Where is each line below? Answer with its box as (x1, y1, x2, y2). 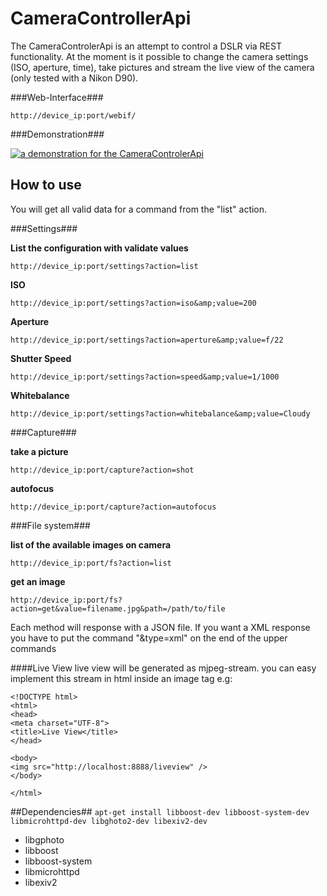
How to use (10, 177, 82, 194)
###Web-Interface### (10, 91, 104, 103)
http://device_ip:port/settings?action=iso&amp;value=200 (10, 298, 257, 308)
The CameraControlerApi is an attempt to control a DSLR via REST (10, 40, 282, 52)
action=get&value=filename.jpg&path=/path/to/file (10, 603, 226, 614)
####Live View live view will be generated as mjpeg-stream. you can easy (10, 662, 317, 674)
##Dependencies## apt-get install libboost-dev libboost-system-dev (10, 805, 310, 817)
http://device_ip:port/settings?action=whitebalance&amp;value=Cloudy (10, 408, 311, 419)
